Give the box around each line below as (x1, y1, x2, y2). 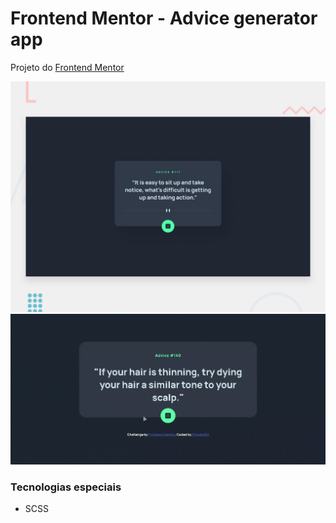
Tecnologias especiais (10, 480, 122, 494)
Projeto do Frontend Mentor (10, 61, 125, 73)
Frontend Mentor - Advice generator (10, 7, 318, 30)
